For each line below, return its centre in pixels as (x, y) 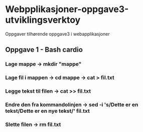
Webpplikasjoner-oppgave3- (67, 9)
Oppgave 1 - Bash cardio (44, 50)
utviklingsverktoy (43, 20)
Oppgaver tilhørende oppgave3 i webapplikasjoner (57, 34)
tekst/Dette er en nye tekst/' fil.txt (48, 111)
